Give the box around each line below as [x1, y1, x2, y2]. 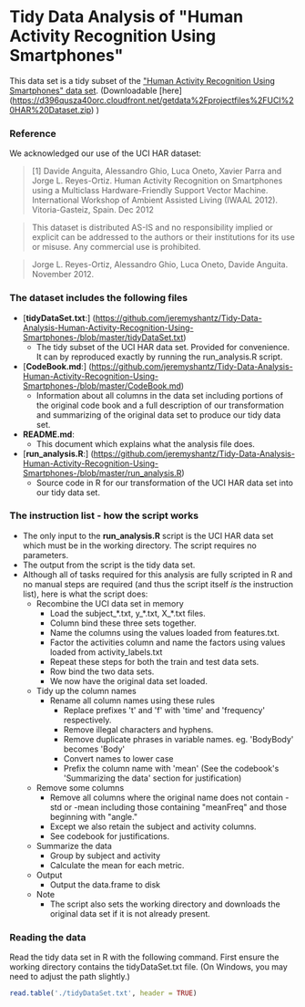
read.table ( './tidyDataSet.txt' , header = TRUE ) [9, 989, 198, 998]
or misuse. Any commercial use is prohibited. [31, 242, 201, 253]
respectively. [63, 714, 112, 725]
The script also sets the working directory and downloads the [49, 898, 280, 909]
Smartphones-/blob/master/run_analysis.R [22, 467, 182, 478]
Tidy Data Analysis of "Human [9, 6, 244, 27]
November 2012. [31, 269, 95, 280]
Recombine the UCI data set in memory [36, 597, 184, 608]
